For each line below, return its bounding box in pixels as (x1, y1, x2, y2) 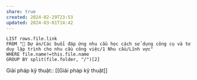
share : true (6, 8, 36, 15)
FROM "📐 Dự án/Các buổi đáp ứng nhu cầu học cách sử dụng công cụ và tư (6, 41, 191, 47)
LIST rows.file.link (6, 36, 58, 42)
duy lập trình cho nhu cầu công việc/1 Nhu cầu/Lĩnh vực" (6, 46, 153, 52)
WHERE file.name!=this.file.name (6, 52, 90, 57)
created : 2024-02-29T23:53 (6, 14, 73, 20)
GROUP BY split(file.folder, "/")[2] (6, 57, 100, 63)
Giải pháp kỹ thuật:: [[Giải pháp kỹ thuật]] (6, 67, 108, 74)
